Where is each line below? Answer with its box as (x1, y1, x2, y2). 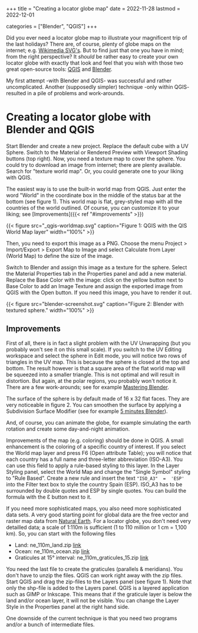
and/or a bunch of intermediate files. (6, 621, 95, 628)
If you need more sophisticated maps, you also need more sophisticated (6, 505, 181, 512)
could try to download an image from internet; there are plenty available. (6, 161, 182, 168)
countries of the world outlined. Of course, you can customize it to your (6, 204, 180, 211)
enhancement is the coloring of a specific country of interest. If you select (6, 443, 186, 450)
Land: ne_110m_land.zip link (14, 541, 81, 548)
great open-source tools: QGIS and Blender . (6, 66, 113, 73)
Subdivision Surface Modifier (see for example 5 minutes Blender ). (6, 408, 168, 415)
